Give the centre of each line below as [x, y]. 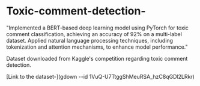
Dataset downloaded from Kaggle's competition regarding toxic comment [97, 58]
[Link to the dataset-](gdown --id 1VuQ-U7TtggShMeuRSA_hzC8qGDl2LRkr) [101, 76]
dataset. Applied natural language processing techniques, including [89, 40]
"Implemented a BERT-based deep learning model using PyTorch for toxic [98, 28]
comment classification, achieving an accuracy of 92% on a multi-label [94, 34]
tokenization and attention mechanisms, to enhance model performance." [97, 47]
